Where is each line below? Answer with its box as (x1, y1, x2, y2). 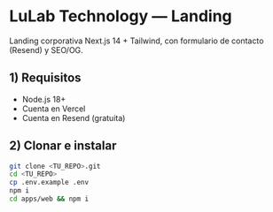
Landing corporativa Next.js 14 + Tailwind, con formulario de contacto (9, 35, 264, 46)
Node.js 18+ (21, 94, 66, 104)
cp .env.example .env (9, 178, 90, 187)
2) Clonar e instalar (9, 139, 117, 154)
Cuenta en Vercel (21, 103, 86, 114)
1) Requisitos (9, 71, 82, 86)
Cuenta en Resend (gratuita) (21, 112, 126, 123)
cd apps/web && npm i (9, 194, 90, 204)
